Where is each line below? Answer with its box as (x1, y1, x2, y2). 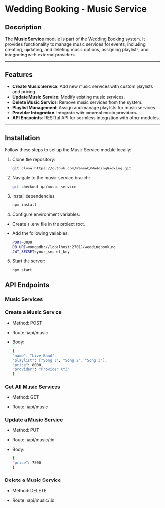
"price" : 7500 (12, 460, 41, 465)
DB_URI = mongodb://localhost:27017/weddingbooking (12, 245, 116, 250)
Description (5, 23, 42, 31)
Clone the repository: (12, 156, 55, 162)
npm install (12, 202, 37, 207)
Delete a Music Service (5, 477, 61, 483)
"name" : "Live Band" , (12, 353, 57, 358)
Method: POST (12, 320, 42, 326)
